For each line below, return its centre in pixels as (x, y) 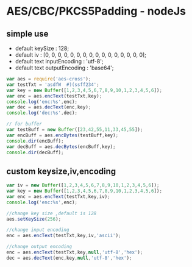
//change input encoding (38, 230)
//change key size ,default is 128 (52, 213)
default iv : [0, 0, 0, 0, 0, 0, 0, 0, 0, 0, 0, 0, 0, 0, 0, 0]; (80, 55)
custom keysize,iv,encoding (61, 171)
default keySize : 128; (42, 48)
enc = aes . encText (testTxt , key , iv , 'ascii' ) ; (64, 236)
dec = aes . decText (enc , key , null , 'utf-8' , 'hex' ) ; (69, 258)
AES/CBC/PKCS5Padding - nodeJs (96, 11)
